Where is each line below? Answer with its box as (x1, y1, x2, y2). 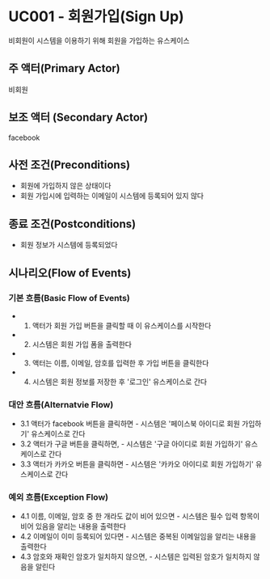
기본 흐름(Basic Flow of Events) (8, 292, 131, 303)
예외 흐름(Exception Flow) (8, 492, 109, 503)
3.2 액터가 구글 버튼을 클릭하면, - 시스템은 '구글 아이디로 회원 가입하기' (19, 439, 243, 449)
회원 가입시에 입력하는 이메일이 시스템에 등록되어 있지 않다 (19, 191, 205, 201)
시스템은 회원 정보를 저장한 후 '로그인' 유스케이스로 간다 (32, 377, 208, 387)
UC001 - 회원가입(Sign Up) (8, 7, 184, 26)
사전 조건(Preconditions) (8, 158, 131, 171)
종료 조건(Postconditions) (8, 217, 136, 230)
